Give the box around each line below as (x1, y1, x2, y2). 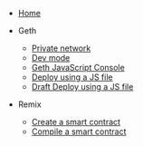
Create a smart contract (31, 117, 120, 127)
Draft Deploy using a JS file (31, 82, 134, 92)
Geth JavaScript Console (31, 63, 125, 73)
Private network (31, 43, 91, 54)
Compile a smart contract (31, 126, 127, 137)
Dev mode (31, 53, 71, 63)
